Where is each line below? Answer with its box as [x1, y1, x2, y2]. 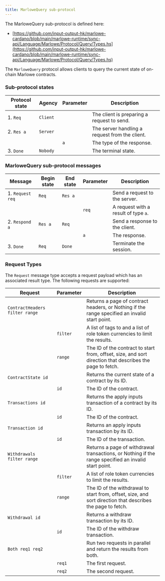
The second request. [86, 568, 135, 575]
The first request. [86, 560, 126, 567]
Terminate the [112, 240, 145, 247]
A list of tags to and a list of [86, 324, 149, 331]
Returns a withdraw [86, 511, 132, 518]
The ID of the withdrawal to [86, 484, 149, 491]
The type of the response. [92, 139, 152, 146]
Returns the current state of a [86, 371, 155, 378]
